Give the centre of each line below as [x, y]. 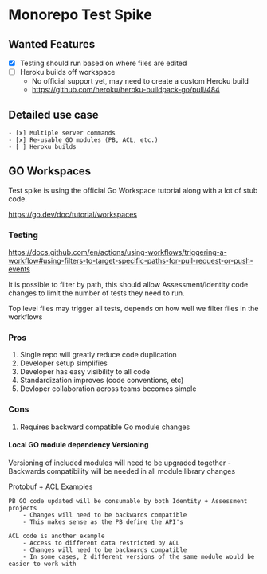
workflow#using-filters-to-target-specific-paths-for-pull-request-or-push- [131, 261]
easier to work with [43, 564]
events [19, 269]
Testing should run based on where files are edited [103, 63]
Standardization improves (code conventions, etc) [102, 381]
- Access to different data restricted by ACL [101, 543]
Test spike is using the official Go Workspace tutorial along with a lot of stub [133, 190]
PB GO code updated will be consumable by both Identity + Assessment [128, 501]
